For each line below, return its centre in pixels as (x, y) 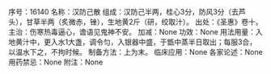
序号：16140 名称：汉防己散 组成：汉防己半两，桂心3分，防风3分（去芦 (127, 12)
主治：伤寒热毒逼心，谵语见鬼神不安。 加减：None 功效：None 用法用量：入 (135, 32)
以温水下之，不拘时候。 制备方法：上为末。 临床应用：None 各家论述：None (135, 52)
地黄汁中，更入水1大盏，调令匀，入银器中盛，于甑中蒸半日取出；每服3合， (133, 42)
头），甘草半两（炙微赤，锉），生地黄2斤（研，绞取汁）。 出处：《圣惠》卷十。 (135, 22)
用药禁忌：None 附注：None (56, 62)
